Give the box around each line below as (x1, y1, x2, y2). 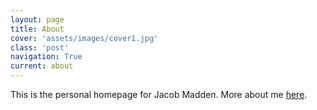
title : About (10, 24, 65, 34)
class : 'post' (10, 42, 70, 53)
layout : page (10, 14, 65, 25)
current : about (10, 61, 74, 71)
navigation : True (10, 52, 83, 62)
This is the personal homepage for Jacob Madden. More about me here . (10, 89, 308, 100)
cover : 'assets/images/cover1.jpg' (10, 33, 159, 43)
